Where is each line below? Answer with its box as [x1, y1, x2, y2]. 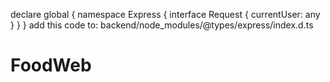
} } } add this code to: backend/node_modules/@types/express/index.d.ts [10, 19, 314, 31]
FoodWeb [10, 54, 92, 77]
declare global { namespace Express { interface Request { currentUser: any [10, 9, 321, 20]
